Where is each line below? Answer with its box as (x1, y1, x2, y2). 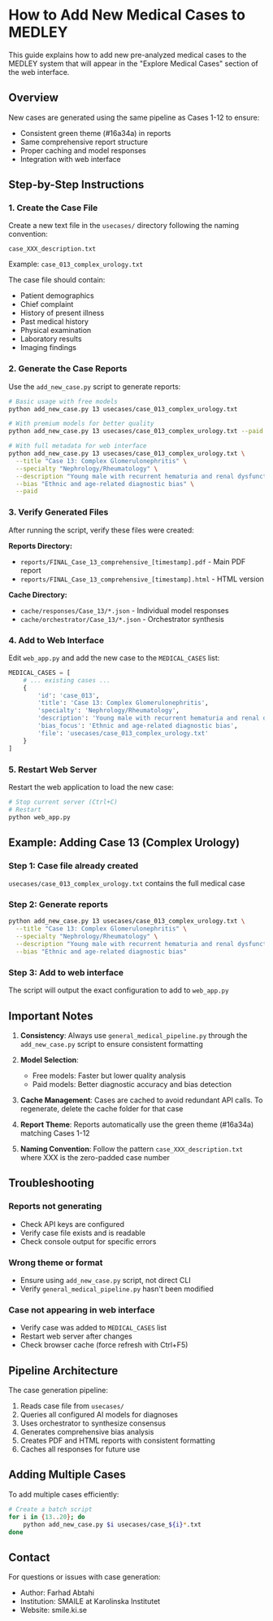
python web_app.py (8, 813, 71, 821)
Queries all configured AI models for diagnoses (19, 1410, 179, 1420)
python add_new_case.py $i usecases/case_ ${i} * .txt (23, 1520, 201, 1528)
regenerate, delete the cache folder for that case (19, 1103, 184, 1113)
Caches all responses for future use (19, 1444, 141, 1454)
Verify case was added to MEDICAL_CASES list (19, 1323, 167, 1333)
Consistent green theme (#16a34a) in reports (19, 128, 171, 138)
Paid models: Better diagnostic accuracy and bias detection (32, 1079, 232, 1089)
